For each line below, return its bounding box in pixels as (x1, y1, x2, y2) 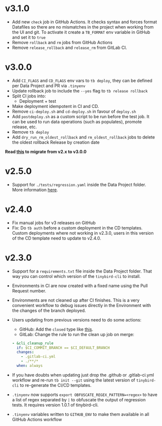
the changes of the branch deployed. (12, 307, 86, 313)
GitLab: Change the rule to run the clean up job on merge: (19, 331, 134, 337)
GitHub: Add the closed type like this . (19, 326, 93, 332)
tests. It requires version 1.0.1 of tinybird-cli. (12, 402, 99, 408)
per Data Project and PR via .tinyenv (12, 83, 86, 89)
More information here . (12, 187, 58, 193)
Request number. (12, 288, 46, 293)
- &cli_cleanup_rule (12, 341, 54, 346)
